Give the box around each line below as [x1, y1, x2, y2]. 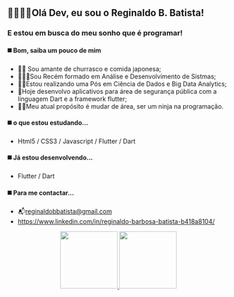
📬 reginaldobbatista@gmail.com [17, 207, 113, 216]
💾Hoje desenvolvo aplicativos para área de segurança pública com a [17, 87, 217, 95]
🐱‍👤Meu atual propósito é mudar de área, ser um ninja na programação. [17, 102, 224, 110]
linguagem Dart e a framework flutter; [17, 95, 128, 103]
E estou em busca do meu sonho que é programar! [7, 28, 183, 38]
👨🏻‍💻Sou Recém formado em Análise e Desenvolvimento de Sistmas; [17, 72, 216, 80]
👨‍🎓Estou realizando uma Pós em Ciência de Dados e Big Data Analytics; [17, 79, 227, 88]
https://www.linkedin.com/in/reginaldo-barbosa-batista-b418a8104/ [17, 217, 215, 226]
